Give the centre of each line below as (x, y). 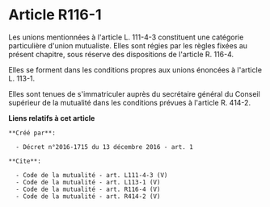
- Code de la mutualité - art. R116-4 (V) (88, 189)
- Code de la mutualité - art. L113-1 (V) (88, 182)
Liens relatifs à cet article (52, 118)
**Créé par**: (32, 133)
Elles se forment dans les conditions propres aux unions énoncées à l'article (135, 69)
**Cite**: (25, 161)
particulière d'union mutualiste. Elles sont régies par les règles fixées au (128, 45)
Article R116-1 (55, 15)
